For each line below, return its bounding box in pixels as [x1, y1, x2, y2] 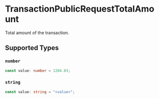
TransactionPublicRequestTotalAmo [5, 3, 155, 15]
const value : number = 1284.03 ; [5, 68, 71, 73]
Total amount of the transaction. [5, 30, 70, 35]
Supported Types [5, 44, 59, 52]
